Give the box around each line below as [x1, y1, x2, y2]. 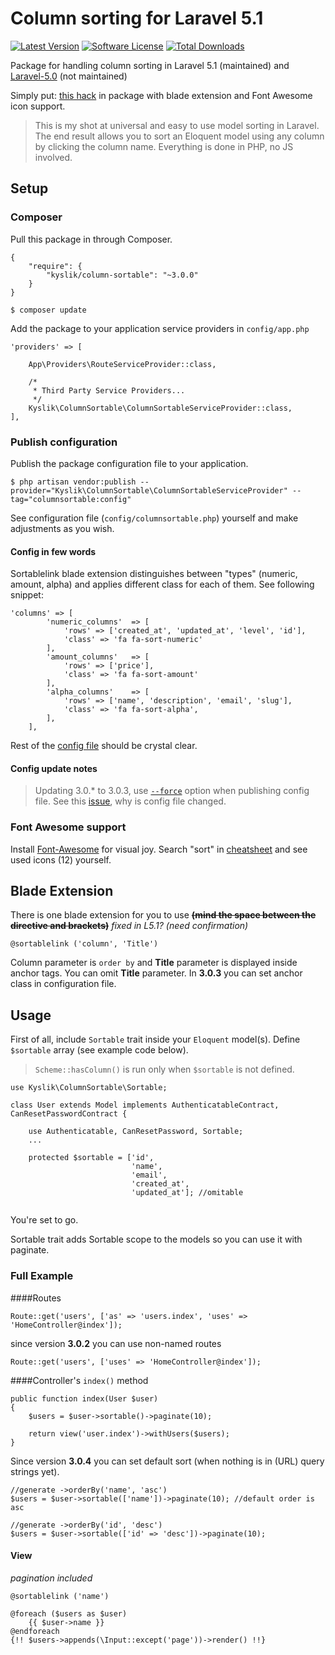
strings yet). [10, 1465, 60, 1477]
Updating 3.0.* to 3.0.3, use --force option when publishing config [34, 785, 310, 797]
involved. [34, 151, 73, 163]
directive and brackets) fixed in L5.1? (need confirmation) [10, 920, 249, 932]
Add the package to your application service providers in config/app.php [10, 322, 310, 334]
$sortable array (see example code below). [10, 1044, 189, 1056]
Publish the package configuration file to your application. [10, 457, 249, 469]
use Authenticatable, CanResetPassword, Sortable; [28, 1127, 244, 1137]
